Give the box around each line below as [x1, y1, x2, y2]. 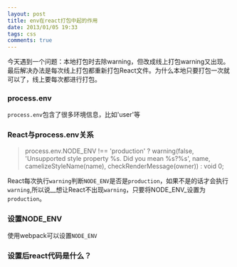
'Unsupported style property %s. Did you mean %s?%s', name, [24, 154, 211, 162]
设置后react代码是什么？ [7, 251, 92, 261]
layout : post [7, 10, 46, 18]
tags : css [7, 30, 37, 38]
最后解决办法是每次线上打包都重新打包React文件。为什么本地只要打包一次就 [7, 66, 230, 75]
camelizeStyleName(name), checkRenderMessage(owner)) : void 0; [24, 162, 224, 170]
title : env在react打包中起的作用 [7, 17, 98, 24]
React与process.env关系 [7, 130, 94, 140]
